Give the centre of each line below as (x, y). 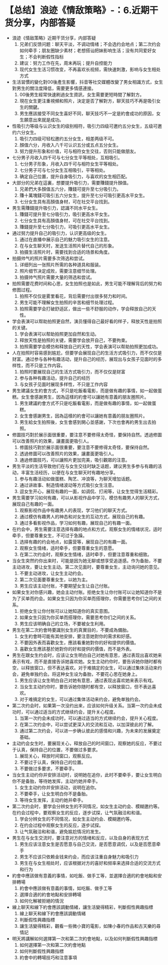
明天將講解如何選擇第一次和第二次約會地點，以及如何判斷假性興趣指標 (85, 938)
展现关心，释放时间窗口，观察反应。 (57, 756)
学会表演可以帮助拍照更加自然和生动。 (59, 334)
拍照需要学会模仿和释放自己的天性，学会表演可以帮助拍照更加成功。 (90, 346)
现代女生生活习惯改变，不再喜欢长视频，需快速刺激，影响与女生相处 (90, 69)
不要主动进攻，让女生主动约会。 (53, 573)
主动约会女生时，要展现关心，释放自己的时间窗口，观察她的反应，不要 (85, 743)
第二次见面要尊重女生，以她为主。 (55, 580)
